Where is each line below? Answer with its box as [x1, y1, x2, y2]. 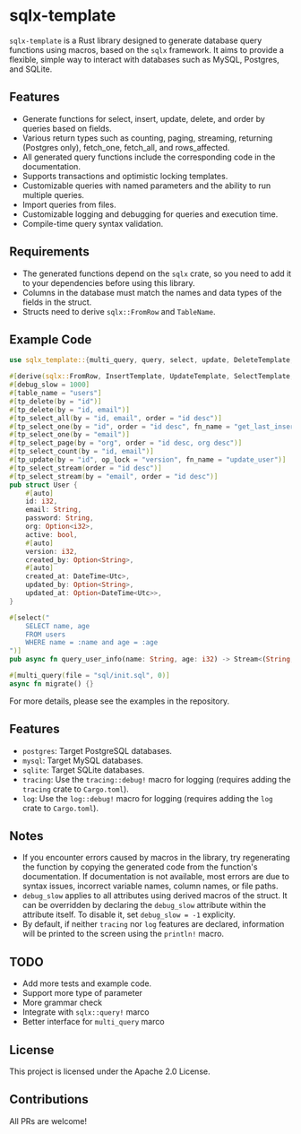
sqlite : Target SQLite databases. [21, 764, 145, 775]
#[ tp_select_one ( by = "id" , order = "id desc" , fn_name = [9, 422, 230, 431]
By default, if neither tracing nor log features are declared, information [21, 919, 285, 930]
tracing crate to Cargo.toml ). [21, 783, 130, 794]
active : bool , [25, 530, 78, 539]
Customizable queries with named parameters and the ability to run [21, 180, 271, 191]
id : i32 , [25, 497, 58, 506]
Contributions [9, 1092, 89, 1107]
